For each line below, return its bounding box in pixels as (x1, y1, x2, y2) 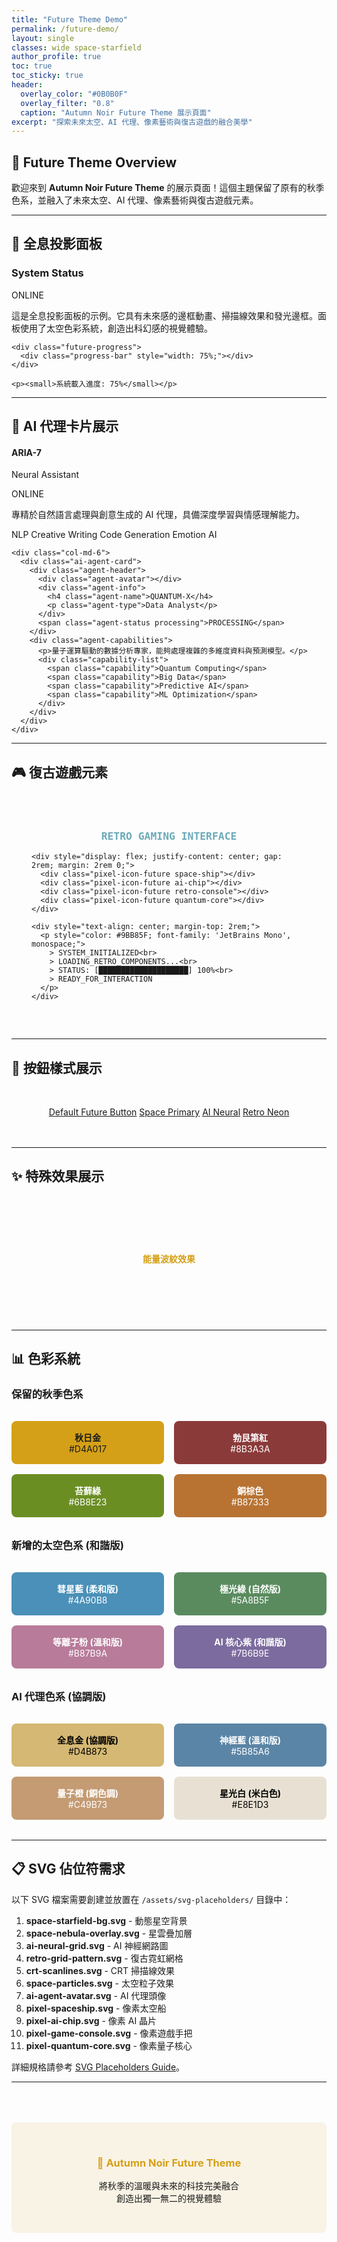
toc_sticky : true (11, 71, 84, 81)
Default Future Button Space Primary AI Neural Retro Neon (48, 1106, 290, 1118)
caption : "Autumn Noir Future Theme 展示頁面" (20, 107, 212, 118)
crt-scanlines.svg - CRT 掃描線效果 (25, 1964, 176, 1976)
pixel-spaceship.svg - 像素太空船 (25, 2002, 167, 2014)
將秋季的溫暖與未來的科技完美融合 (99, 2180, 239, 2192)
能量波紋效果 (142, 1253, 196, 1265)
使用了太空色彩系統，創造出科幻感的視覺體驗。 (19, 322, 213, 334)
